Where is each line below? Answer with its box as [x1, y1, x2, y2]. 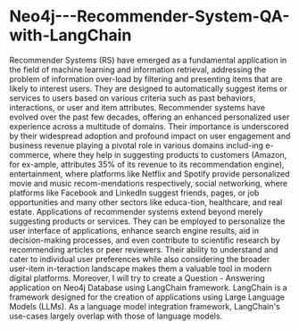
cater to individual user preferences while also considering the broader [9, 253, 270, 264]
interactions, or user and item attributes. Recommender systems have [9, 102, 266, 112]
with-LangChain [9, 25, 132, 45]
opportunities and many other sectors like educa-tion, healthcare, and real [9, 196, 283, 207]
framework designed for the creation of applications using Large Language [9, 292, 286, 302]
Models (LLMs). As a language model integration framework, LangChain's [9, 301, 281, 311]
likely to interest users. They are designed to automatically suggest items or [9, 83, 287, 94]
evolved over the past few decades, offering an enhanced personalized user [9, 111, 290, 122]
